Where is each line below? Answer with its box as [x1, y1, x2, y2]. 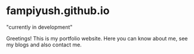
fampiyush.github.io [6, 4, 110, 18]
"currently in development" [6, 23, 73, 31]
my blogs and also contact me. [6, 41, 82, 48]
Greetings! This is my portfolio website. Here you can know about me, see [6, 35, 188, 42]
